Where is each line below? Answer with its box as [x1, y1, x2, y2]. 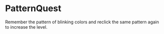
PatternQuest [5, 3, 62, 14]
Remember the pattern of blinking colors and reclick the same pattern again [5, 19, 160, 25]
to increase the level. [5, 24, 48, 30]
